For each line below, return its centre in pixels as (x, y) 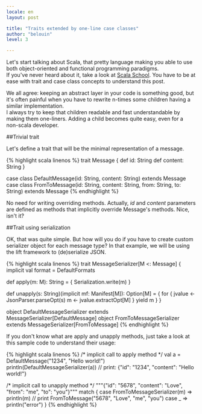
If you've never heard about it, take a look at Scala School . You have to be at (101, 75)
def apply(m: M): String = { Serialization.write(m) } (68, 282)
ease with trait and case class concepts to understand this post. (86, 82)
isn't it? (15, 216)
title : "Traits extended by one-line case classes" (72, 28)
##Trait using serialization (39, 228)
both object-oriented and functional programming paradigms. (83, 69)
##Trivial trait (23, 137)
